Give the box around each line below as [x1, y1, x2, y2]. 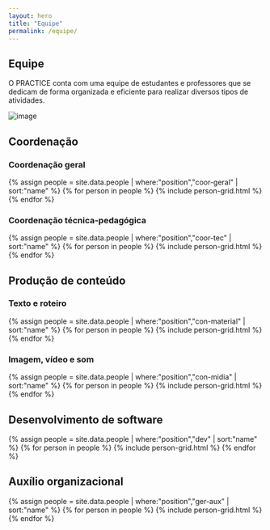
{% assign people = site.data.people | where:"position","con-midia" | [8, 372, 237, 382]
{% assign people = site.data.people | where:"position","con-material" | [8, 316, 246, 326]
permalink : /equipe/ [8, 27, 78, 35]
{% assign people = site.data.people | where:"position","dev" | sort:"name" [8, 434, 258, 443]
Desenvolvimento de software [8, 413, 163, 426]
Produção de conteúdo [8, 273, 126, 287]
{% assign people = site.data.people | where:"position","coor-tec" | [8, 233, 232, 243]
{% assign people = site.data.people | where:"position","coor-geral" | [8, 177, 238, 187]
